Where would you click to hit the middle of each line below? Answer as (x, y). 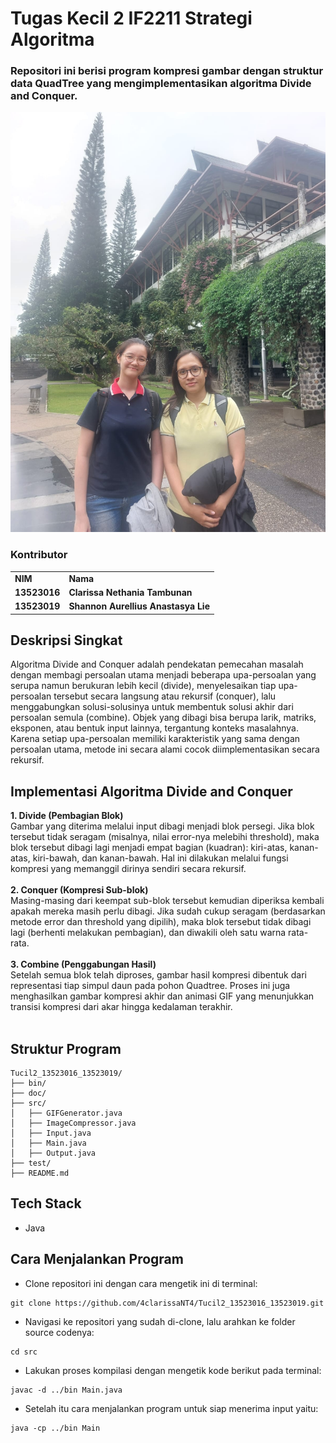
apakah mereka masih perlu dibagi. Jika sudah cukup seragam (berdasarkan (168, 911)
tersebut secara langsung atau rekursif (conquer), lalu (165, 696)
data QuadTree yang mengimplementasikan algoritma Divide (161, 84)
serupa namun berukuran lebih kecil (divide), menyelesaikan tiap (143, 686)
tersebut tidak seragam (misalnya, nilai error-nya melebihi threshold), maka (165, 837)
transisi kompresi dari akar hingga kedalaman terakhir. (121, 1007)
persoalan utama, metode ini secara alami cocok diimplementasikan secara (165, 749)
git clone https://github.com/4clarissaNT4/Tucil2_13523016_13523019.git (167, 1303)
